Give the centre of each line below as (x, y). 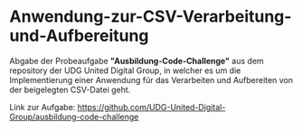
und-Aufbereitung (79, 36)
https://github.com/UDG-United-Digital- (151, 107)
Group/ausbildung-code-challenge (74, 117)
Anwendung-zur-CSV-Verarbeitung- (151, 17)
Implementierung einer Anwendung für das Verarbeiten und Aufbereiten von (151, 80)
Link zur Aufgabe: (42, 107)
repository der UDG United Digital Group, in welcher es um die (125, 70)
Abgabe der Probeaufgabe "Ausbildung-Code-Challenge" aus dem (137, 61)
